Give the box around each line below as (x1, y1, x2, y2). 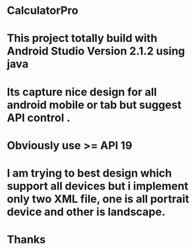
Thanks (7, 233, 46, 246)
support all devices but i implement (7, 179, 189, 193)
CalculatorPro (7, 4, 78, 18)
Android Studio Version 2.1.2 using (7, 44, 185, 58)
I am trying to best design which (7, 166, 172, 180)
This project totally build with (7, 32, 157, 46)
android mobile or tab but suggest (7, 98, 182, 112)
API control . (7, 110, 70, 124)
